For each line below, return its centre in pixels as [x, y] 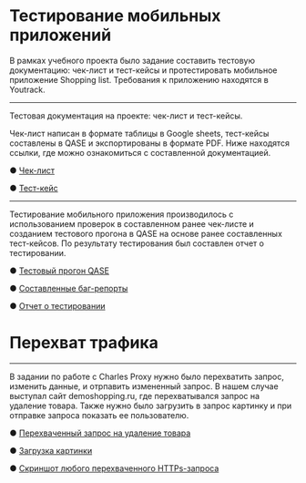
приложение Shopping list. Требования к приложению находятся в [139, 79]
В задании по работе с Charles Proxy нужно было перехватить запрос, [147, 376]
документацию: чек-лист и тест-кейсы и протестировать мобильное [143, 70]
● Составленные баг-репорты [69, 288]
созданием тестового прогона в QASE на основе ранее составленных [146, 233]
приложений [61, 35]
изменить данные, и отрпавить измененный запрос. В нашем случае [144, 386]
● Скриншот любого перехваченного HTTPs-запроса [114, 468]
